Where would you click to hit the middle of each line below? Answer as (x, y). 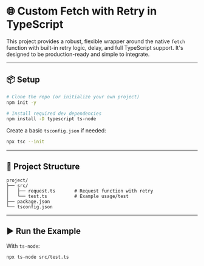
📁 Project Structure (43, 166)
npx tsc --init (25, 142)
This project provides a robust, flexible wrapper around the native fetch (96, 41)
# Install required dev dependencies (54, 114)
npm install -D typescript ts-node (51, 119)
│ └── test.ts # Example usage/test (68, 196)
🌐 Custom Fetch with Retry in (82, 11)
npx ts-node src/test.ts (38, 257)
